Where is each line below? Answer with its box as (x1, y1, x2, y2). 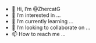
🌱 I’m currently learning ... (11, 18, 74, 24)
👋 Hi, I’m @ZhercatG (11, 6, 61, 12)
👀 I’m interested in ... (11, 12, 61, 19)
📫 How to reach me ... (11, 31, 66, 37)
